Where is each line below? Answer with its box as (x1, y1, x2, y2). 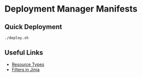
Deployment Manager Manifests (4, 3, 138, 15)
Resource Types (11, 62, 45, 67)
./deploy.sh (4, 35, 29, 40)
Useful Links (4, 48, 43, 57)
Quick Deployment (4, 23, 62, 31)
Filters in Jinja (11, 66, 40, 72)
